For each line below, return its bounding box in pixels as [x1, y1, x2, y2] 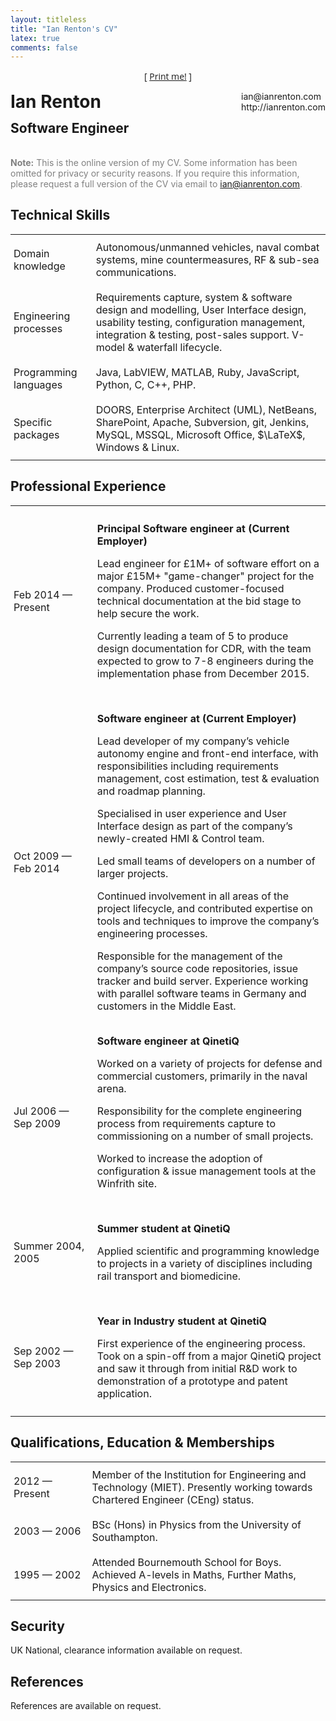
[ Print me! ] [144, 70, 192, 83]
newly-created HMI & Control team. [96, 831, 265, 845]
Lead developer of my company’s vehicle [96, 734, 290, 748]
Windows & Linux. [95, 440, 180, 454]
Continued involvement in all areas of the [96, 889, 290, 903]
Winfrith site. [96, 1176, 157, 1190]
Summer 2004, [13, 1239, 85, 1253]
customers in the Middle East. [96, 999, 237, 1013]
